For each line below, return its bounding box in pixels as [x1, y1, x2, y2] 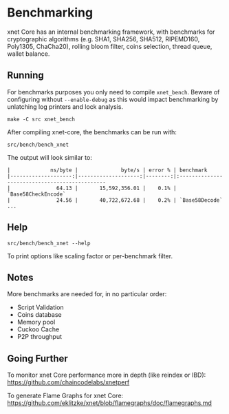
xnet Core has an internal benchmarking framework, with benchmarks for [7, 28, 215, 36]
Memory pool [17, 318, 56, 327]
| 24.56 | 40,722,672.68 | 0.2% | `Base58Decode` [7, 196, 223, 204]
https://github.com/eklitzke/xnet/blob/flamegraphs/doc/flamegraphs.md [7, 399, 212, 407]
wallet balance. [7, 50, 50, 58]
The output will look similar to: [7, 153, 93, 161]
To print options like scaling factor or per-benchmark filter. [7, 251, 173, 260]
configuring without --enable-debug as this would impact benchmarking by [7, 95, 219, 103]
